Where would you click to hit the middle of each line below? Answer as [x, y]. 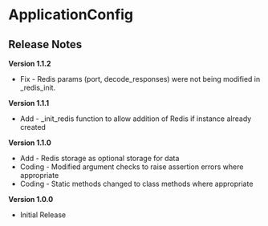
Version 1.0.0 [31, 199]
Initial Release [43, 215]
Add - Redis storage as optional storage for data [99, 158]
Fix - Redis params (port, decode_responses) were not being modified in [140, 79]
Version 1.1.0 [30, 143]
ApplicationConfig [71, 15]
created [33, 127]
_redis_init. [38, 87]
